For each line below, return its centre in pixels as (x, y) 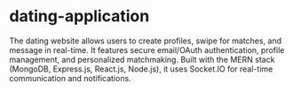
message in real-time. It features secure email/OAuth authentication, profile (147, 49)
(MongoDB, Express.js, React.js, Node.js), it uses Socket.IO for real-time (141, 69)
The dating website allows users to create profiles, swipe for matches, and (146, 41)
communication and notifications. (70, 78)
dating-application (79, 16)
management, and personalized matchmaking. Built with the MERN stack (142, 59)
